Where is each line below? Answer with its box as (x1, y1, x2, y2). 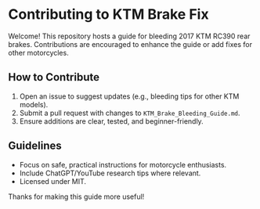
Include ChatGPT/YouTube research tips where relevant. (19, 168, 201, 178)
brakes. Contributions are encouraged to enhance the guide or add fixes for (8, 39, 253, 49)
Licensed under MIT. (19, 176, 87, 186)
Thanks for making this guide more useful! (8, 192, 145, 201)
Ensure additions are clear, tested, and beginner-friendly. (19, 116, 204, 126)
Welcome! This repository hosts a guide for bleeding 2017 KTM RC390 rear (8, 31, 251, 41)
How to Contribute (8, 70, 100, 84)
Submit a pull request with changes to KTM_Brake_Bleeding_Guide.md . (19, 108, 240, 117)
